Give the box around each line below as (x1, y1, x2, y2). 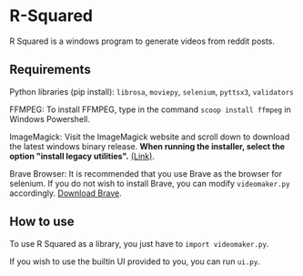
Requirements (9, 62, 91, 77)
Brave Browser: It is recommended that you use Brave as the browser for (9, 168, 282, 179)
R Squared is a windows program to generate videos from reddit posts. (9, 36, 276, 46)
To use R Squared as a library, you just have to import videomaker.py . (9, 238, 269, 249)
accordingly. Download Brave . (9, 188, 122, 199)
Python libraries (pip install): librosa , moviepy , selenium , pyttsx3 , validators (9, 86, 294, 97)
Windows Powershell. (9, 113, 91, 124)
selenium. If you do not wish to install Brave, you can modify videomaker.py (9, 178, 290, 189)
